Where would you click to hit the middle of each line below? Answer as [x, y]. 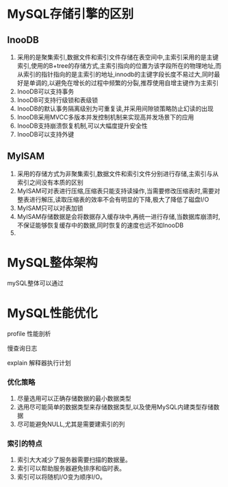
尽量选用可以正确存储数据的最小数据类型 [74, 398]
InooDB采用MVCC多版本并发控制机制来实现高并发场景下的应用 [105, 117]
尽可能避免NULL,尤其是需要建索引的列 [71, 424]
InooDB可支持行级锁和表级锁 [57, 100]
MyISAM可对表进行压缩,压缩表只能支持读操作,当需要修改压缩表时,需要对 [118, 191]
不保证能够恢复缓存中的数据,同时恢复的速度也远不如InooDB [100, 225]
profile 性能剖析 [29, 333]
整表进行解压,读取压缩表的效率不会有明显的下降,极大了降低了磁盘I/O [113, 199]
